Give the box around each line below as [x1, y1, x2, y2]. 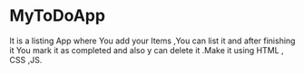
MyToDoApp [9, 5, 106, 26]
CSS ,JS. [9, 54, 43, 65]
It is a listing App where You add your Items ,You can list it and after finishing [9, 35, 296, 46]
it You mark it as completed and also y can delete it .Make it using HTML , [9, 44, 284, 55]
